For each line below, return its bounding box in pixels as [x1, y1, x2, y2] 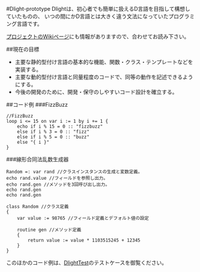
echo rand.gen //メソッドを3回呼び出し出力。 [6, 182, 110, 188]
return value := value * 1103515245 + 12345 [28, 237, 141, 243]
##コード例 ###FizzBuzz [6, 101, 68, 108]
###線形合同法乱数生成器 [6, 156, 69, 163]
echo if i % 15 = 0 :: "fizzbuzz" [17, 123, 103, 129]
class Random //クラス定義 [6, 204, 69, 210]
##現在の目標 [6, 46, 40, 53]
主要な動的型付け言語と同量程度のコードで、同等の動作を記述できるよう [14, 74, 193, 80]
